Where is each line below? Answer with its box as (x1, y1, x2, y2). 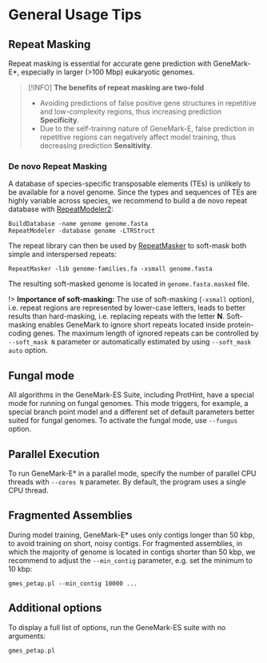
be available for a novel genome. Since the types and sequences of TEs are (8, 187, 257, 197)
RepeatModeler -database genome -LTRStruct (8, 227, 156, 235)
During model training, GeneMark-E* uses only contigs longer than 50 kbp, (8, 530, 255, 540)
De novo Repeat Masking (8, 160, 107, 171)
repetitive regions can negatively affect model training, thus (39, 132, 237, 142)
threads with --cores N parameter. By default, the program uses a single (8, 476, 246, 486)
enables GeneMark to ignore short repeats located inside (38, 320, 226, 330)
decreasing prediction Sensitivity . (39, 141, 153, 150)
